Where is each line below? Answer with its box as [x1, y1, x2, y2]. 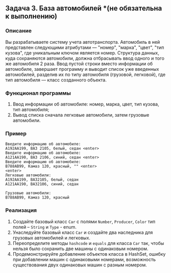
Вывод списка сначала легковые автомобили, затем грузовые [12, 112, 150, 118]
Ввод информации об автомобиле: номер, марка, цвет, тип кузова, [12, 101, 159, 107]
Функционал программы [5, 89, 71, 96]
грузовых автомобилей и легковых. [12, 234, 91, 241]
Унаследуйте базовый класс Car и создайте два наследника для [12, 229, 153, 235]
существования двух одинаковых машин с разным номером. [12, 262, 147, 268]
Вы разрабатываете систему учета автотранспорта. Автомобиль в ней [5, 39, 160, 45]
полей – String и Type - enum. [12, 224, 77, 230]
